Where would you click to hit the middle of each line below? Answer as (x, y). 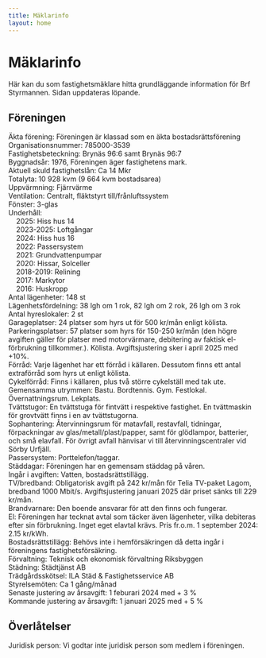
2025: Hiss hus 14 (45, 221)
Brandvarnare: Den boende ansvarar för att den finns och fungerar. (118, 509)
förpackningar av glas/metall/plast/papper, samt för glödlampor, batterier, (128, 432)
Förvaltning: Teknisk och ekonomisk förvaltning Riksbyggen (106, 559)
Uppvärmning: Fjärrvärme (50, 188)
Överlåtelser (40, 626)
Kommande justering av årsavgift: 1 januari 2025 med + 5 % (106, 602)
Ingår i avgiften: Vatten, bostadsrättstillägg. (79, 474)
